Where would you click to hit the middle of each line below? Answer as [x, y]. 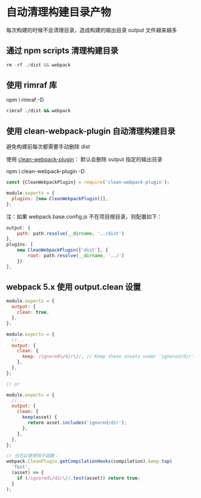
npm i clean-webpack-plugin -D [45, 171]
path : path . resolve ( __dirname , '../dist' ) [71, 233]
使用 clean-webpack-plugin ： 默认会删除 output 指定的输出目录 [84, 159]
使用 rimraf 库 [32, 85]
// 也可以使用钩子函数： [33, 456]
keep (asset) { [40, 417]
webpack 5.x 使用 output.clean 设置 [74, 287]
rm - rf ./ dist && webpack [38, 65]
